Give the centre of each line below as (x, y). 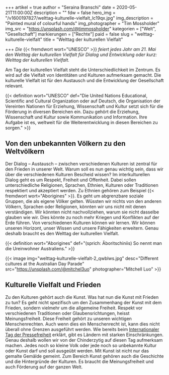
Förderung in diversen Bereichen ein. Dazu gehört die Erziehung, (72, 112)
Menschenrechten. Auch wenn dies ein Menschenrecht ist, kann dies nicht (82, 324)
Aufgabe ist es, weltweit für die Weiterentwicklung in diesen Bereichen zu (81, 122)
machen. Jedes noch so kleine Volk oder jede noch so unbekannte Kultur (81, 345)
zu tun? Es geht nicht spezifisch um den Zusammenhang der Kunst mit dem (83, 302)
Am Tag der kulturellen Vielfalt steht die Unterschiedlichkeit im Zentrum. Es (83, 70)
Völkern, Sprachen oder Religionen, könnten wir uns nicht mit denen (76, 206)
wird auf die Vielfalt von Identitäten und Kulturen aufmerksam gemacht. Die (83, 75)
